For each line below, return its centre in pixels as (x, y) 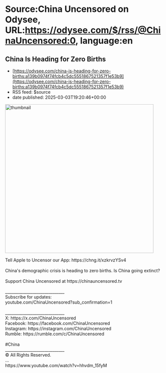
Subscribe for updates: (28, 297)
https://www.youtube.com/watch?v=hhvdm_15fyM (56, 365)
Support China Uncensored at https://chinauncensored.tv (64, 281)
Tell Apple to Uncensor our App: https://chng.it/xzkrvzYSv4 (66, 260)
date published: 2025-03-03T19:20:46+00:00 (59, 97)
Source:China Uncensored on (67, 9)
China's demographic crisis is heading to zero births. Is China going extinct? (83, 271)
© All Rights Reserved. (28, 355)
